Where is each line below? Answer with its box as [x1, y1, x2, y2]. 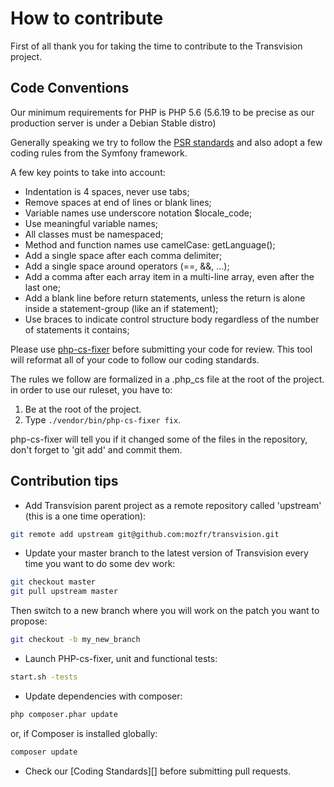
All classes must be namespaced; [24, 228, 164, 240]
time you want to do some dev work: [24, 558, 176, 570]
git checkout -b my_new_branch [10, 635, 141, 645]
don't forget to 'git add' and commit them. [10, 443, 183, 456]
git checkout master [10, 577, 97, 587]
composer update [10, 747, 78, 757]
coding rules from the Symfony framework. [10, 147, 188, 159]
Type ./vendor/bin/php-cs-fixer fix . [24, 413, 182, 426]
